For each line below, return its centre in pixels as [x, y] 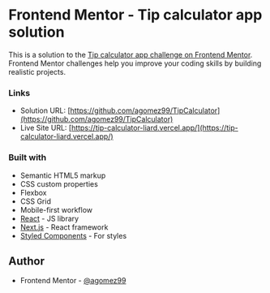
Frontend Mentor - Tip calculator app [135, 15]
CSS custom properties [59, 183]
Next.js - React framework [64, 227]
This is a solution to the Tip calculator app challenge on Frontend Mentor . [131, 54]
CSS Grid [35, 201]
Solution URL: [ [45, 110]
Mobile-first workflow [56, 209]
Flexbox [33, 192]
